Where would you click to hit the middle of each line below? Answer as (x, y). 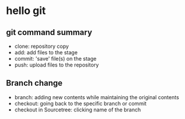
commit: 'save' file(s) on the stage (55, 59)
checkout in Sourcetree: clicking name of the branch (78, 110)
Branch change (34, 83)
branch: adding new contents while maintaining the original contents (97, 97)
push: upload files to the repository (57, 65)
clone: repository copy (41, 46)
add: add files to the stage (46, 52)
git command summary (49, 32)
